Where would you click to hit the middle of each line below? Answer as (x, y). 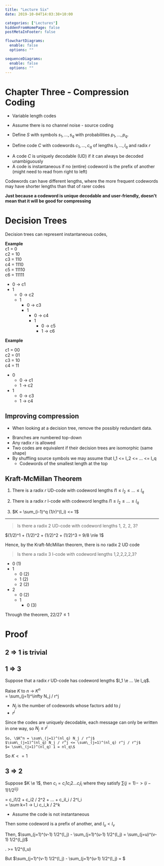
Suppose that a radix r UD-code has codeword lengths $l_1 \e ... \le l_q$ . (78, 681)
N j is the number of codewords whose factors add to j (66, 706)
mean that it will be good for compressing (48, 201)
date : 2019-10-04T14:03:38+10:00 (39, 14)
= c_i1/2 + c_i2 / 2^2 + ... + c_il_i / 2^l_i (43, 800)
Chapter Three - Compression (67, 92)
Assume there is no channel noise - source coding (63, 126)
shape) (19, 453)
